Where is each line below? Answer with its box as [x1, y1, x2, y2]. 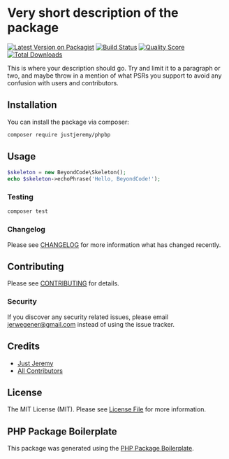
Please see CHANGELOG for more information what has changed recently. [7, 240, 221, 249]
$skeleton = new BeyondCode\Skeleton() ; [7, 169, 127, 176]
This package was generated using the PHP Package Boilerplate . [7, 444, 194, 453]
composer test [7, 208, 49, 215]
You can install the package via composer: [7, 118, 129, 126]
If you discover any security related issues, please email [7, 313, 169, 321]
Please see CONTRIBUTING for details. [7, 279, 120, 288]
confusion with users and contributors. [7, 78, 119, 87]
